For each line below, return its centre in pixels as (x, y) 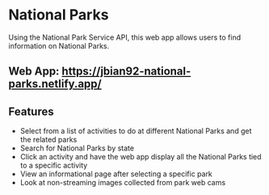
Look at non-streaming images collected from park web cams (123, 183)
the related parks (48, 140)
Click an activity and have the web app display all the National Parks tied (141, 157)
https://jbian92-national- (126, 72)
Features (31, 111)
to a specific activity (54, 165)
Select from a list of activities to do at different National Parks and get (136, 131)
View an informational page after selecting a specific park (116, 174)
